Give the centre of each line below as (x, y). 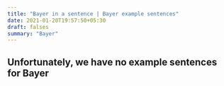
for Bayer (28, 73)
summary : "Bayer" (33, 33)
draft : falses (28, 27)
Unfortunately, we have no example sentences (112, 62)
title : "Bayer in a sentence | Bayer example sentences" (93, 14)
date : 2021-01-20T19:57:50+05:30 (57, 20)
